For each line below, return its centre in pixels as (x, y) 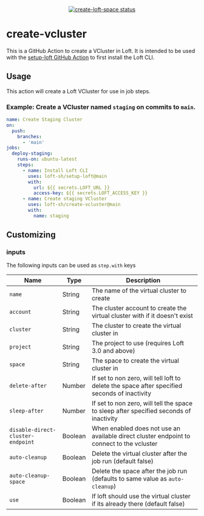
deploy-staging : (32, 154)
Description (143, 280)
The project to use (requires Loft (138, 343)
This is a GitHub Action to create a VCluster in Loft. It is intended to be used (101, 51)
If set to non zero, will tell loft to (136, 378)
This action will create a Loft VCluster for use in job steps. (78, 91)
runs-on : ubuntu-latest (47, 159)
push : (19, 131)
